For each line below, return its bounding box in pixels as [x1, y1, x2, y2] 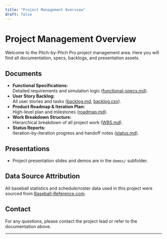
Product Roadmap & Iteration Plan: [12, 104, 85, 110]
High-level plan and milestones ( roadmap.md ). [12, 109, 108, 115]
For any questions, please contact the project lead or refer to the [5, 218, 138, 224]
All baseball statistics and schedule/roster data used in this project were [5, 185, 153, 191]
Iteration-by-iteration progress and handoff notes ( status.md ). [12, 130, 139, 136]
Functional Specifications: [12, 82, 68, 88]
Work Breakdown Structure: [12, 114, 72, 120]
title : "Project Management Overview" [5, 7, 85, 12]
